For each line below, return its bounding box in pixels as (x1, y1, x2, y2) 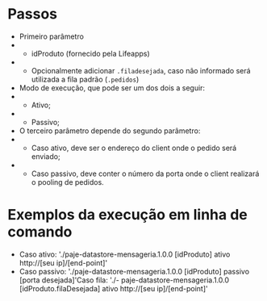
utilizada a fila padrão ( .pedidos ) (31, 74, 140, 84)
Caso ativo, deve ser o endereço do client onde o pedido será (31, 143, 237, 153)
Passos (7, 5, 58, 23)
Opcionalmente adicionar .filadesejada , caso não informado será (31, 65, 251, 75)
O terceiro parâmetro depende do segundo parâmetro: (19, 126, 201, 136)
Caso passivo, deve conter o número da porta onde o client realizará (31, 169, 260, 178)
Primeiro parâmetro (19, 31, 84, 41)
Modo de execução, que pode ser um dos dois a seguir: (19, 82, 206, 93)
